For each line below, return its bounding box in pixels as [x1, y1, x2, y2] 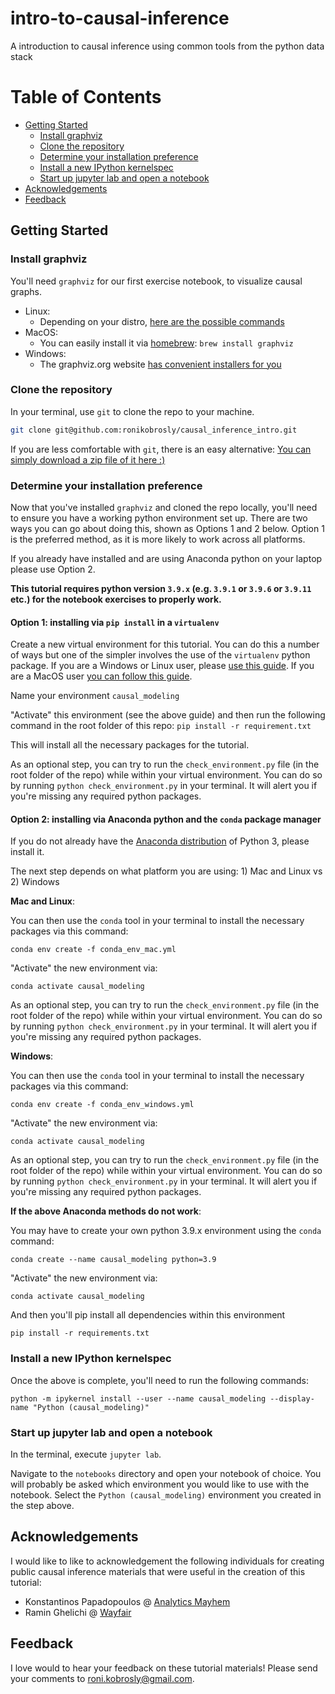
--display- [269, 1393, 315, 1404]
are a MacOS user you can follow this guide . [10, 670, 193, 682]
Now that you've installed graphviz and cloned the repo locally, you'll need [10, 502, 318, 514]
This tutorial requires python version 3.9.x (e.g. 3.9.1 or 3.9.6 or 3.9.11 [10, 583, 312, 595]
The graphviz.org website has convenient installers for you [39, 358, 282, 370]
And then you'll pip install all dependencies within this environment [10, 1309, 286, 1321]
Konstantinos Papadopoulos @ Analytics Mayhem [24, 1595, 231, 1607]
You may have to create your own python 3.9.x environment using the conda [10, 1225, 322, 1237]
